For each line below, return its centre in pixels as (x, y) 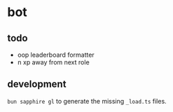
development (37, 84)
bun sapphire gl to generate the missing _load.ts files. (87, 101)
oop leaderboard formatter (56, 55)
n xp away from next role (53, 62)
